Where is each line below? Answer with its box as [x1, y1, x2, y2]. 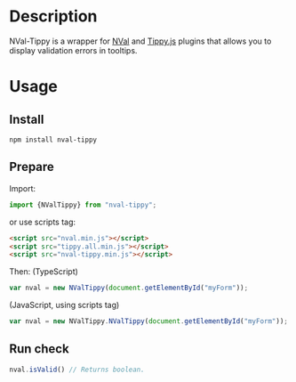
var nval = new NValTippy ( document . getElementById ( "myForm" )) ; [9, 283, 249, 293]
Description [9, 6, 98, 27]
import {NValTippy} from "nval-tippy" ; [9, 200, 157, 209]
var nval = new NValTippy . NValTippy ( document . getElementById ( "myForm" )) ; [9, 317, 289, 326]
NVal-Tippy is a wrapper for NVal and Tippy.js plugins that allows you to [9, 36, 272, 46]
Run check [9, 341, 69, 357]
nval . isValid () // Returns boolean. [9, 365, 145, 374]
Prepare [9, 159, 55, 175]
